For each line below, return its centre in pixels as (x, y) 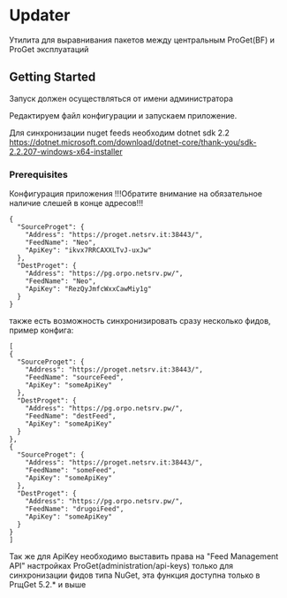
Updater (40, 15)
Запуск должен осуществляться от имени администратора (121, 98)
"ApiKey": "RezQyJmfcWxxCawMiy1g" (88, 289)
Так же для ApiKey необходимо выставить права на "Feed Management (144, 556)
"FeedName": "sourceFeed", (75, 378)
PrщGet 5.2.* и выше (48, 585)
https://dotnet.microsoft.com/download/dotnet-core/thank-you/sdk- (133, 142)
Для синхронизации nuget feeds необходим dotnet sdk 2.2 (119, 133)
